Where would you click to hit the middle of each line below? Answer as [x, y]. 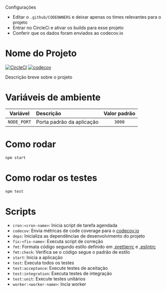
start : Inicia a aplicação [38, 258]
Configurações [21, 7]
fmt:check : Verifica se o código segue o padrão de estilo [71, 252]
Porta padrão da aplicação [67, 122]
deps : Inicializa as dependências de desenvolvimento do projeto [79, 236]
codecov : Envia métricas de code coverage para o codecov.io [76, 231]
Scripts [21, 211]
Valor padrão [119, 113]
